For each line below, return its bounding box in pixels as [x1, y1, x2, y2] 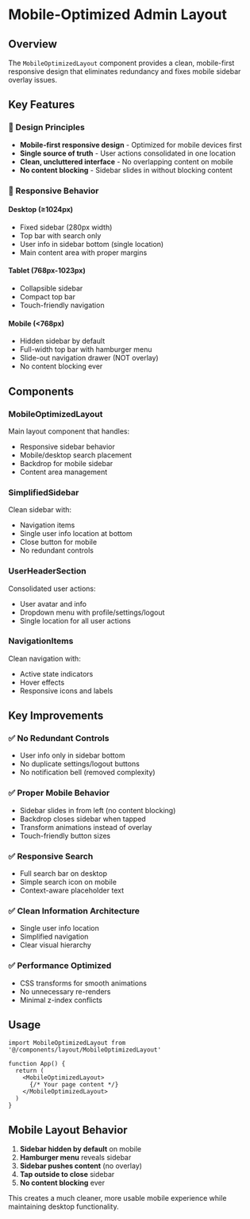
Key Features [8, 98, 75, 112]
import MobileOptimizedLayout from [8, 1039, 126, 1047]
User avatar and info [19, 599, 87, 608]
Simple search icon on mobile [19, 878, 117, 887]
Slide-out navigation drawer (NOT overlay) [19, 353, 159, 363]
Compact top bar [19, 292, 75, 302]
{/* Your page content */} [29, 1081, 119, 1089]
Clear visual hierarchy [19, 940, 91, 950]
